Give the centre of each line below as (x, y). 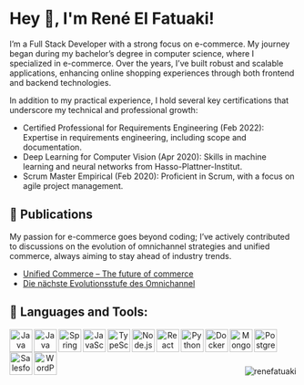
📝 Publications (51, 215)
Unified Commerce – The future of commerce (108, 274)
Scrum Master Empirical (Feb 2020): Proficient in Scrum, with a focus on (158, 176)
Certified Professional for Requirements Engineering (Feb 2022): (143, 128)
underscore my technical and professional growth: (104, 109)
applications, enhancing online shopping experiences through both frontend (152, 73)
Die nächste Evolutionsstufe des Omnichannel (109, 283)
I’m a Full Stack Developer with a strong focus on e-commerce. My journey (150, 44)
